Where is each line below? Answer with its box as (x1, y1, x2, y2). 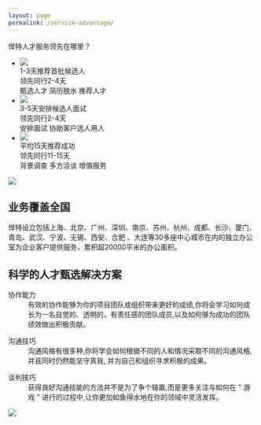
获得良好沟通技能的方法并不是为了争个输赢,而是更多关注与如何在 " (28, 382, 242, 392)
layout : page (8, 11, 51, 20)
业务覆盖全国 (8, 200, 71, 213)
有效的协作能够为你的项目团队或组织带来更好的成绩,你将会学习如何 (28, 300, 244, 309)
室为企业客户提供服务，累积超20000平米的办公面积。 (8, 242, 182, 252)
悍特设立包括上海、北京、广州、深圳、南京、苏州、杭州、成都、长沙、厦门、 (8, 223, 256, 232)
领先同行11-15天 (19, 150, 71, 160)
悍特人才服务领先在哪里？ (8, 41, 91, 51)
